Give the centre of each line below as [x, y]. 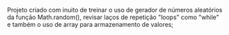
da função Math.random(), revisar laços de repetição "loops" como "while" [113, 17]
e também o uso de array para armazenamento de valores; [90, 24]
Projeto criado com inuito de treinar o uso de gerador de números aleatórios [115, 10]
